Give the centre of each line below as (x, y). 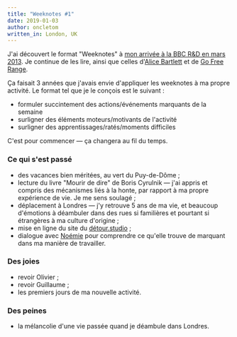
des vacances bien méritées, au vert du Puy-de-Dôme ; (99, 175)
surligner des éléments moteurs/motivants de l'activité (97, 120)
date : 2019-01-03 (33, 21)
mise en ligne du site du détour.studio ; (75, 228)
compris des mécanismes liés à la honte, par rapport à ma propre (113, 190)
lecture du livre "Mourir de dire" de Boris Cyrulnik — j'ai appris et (112, 182)
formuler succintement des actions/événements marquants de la (112, 105)
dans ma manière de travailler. (62, 243)
